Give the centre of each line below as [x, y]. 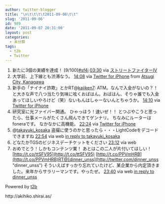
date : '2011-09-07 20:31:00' [35, 28]
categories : [17, 38]
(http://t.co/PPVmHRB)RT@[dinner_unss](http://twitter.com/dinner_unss [85, 160]
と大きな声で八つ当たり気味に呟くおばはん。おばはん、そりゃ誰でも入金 [85, 94]
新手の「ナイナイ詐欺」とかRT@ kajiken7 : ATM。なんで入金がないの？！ [85, 88]
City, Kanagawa [28, 82]
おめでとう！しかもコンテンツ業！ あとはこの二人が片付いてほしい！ [82, 149]
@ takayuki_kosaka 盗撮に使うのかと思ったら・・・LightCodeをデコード [85, 130]
